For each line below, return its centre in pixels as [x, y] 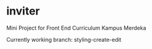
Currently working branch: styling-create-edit [64, 39]
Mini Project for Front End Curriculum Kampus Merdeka [76, 28]
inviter [23, 11]
